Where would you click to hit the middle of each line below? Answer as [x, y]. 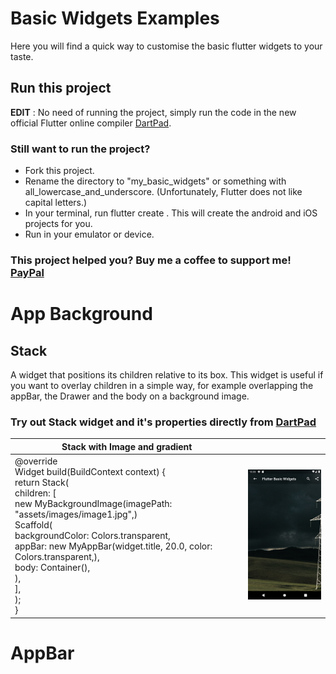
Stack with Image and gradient [127, 446]
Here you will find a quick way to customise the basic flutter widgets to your [166, 46]
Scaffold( [33, 525]
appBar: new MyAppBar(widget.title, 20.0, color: [113, 546]
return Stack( [42, 483]
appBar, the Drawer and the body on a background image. [130, 396]
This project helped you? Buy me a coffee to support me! [151, 260]
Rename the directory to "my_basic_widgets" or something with [155, 181]
